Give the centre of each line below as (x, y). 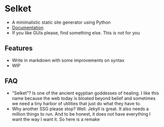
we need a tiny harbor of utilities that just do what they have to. (76, 103)
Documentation (28, 27)
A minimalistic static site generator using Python (61, 22)
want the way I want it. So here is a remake (56, 119)
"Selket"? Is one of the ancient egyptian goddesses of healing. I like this (85, 93)
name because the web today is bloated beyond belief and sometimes (84, 98)
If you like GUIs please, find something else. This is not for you (76, 33)
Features (19, 48)
